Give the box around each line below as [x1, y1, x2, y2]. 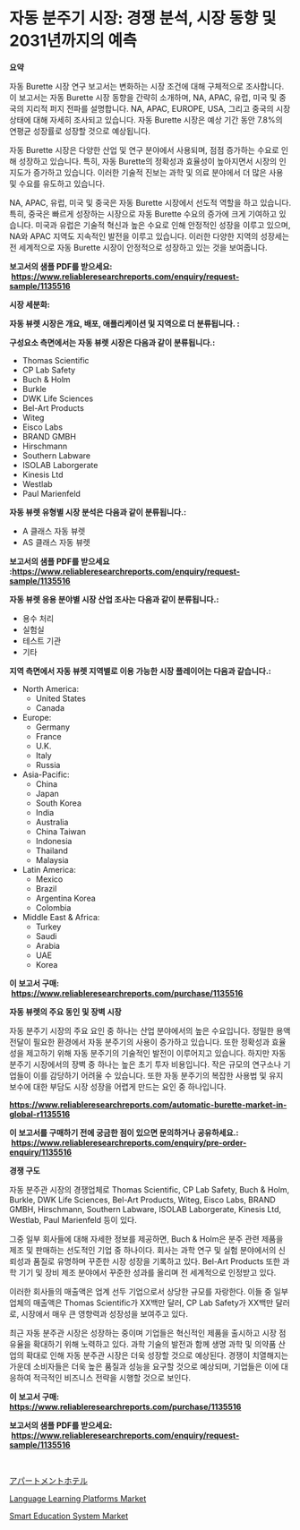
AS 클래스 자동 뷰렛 [21, 536, 91, 547]
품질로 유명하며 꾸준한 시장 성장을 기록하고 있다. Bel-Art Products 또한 [32, 1255, 280, 1267]
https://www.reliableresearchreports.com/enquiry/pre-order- [11, 1137, 247, 1148]
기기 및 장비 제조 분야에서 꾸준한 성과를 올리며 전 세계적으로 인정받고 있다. [18, 1267, 277, 1278]
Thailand [35, 845, 69, 856]
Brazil [35, 883, 57, 893]
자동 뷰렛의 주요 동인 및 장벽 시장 [9, 1006, 123, 1017]
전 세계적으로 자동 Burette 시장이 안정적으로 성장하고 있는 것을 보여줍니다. [9, 242, 268, 252]
